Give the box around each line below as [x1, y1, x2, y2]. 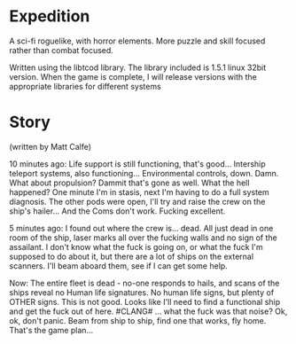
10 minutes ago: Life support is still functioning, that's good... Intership [9, 158, 266, 169]
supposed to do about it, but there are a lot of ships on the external [9, 251, 254, 262]
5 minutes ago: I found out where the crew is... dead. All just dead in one [9, 223, 274, 233]
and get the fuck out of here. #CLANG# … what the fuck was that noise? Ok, [9, 306, 288, 317]
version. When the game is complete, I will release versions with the [9, 71, 257, 82]
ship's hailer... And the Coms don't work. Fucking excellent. [9, 206, 226, 216]
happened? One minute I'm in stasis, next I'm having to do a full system [9, 186, 270, 197]
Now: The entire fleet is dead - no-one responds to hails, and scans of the [9, 278, 280, 288]
